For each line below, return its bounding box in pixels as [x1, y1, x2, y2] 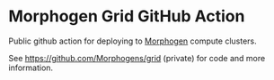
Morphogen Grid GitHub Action [8, 6, 245, 27]
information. [8, 62, 54, 73]
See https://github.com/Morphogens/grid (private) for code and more [8, 52, 266, 63]
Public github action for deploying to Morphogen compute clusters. [8, 36, 257, 46]
